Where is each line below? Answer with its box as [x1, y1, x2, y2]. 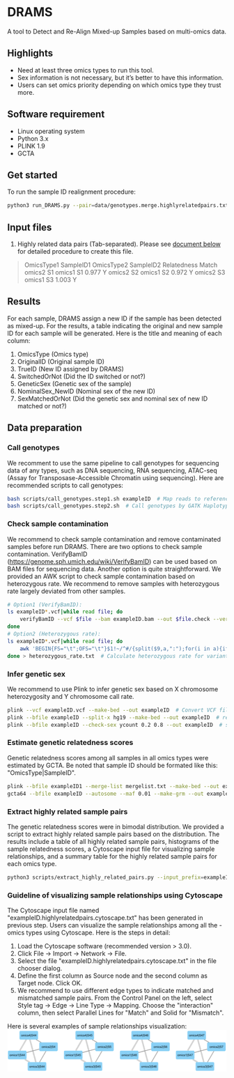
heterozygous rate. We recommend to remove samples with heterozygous [7, 579, 220, 587]
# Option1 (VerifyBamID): [7, 601, 82, 608]
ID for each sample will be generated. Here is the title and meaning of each [7, 329, 222, 337]
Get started [7, 169, 58, 181]
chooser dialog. [17, 964, 63, 973]
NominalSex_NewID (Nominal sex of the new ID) [17, 387, 155, 395]
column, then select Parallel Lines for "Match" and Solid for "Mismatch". [17, 1008, 224, 1017]
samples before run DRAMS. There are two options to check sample [7, 542, 203, 550]
